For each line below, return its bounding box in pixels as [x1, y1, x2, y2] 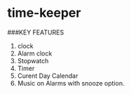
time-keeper [7, 5, 81, 21]
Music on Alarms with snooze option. [17, 79, 125, 87]
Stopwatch [17, 56, 49, 65]
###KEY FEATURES [7, 28, 64, 36]
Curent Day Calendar [17, 72, 78, 80]
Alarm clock [17, 49, 53, 58]
